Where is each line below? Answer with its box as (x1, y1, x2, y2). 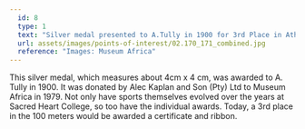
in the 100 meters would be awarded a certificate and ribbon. (9, 111, 238, 122)
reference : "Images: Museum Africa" (17, 47, 156, 56)
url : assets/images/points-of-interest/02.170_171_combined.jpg (17, 38, 266, 48)
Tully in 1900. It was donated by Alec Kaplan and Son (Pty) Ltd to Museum (9, 82, 286, 93)
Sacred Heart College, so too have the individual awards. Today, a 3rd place (9, 101, 293, 112)
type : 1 (17, 22, 47, 31)
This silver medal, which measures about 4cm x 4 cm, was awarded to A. (9, 72, 283, 83)
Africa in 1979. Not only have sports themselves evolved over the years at (9, 92, 284, 103)
